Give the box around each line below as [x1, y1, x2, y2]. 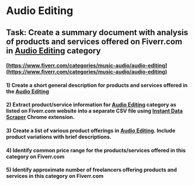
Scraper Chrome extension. [6, 114, 75, 121]
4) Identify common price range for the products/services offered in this [6, 146, 186, 153]
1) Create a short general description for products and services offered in [6, 81, 188, 88]
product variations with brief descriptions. [6, 133, 112, 140]
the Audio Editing [6, 88, 49, 95]
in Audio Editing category [6, 46, 101, 56]
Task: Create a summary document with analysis [6, 28, 189, 37]
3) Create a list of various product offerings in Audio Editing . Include [6, 127, 176, 134]
